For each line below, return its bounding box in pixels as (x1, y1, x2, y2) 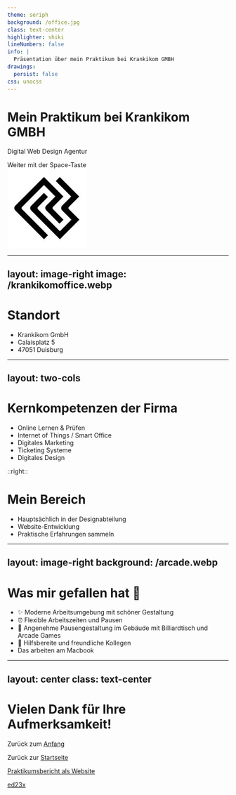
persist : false (13, 70, 58, 77)
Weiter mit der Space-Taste (7, 161, 86, 169)
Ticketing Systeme (17, 446, 72, 454)
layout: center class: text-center (7, 673, 152, 685)
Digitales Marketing (17, 439, 74, 447)
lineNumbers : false (7, 41, 65, 48)
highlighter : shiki (7, 34, 65, 41)
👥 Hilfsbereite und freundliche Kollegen (17, 639, 131, 648)
